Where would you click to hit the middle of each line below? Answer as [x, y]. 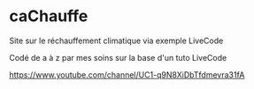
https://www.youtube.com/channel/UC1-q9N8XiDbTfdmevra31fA [127, 74]
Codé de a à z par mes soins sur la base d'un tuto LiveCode [118, 57]
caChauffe [49, 16]
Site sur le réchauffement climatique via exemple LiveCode [116, 41]
